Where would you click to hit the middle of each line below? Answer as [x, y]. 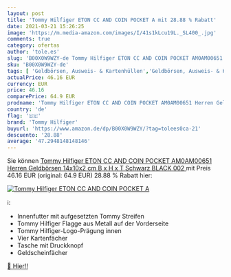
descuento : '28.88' [35, 135]
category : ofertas [33, 45]
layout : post [26, 13]
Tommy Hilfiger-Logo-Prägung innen [69, 231]
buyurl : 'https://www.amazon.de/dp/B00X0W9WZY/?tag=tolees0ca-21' [104, 129]
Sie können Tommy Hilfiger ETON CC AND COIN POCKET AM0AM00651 [109, 161]
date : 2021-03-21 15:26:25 [46, 26]
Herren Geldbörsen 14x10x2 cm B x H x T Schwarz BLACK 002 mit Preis [109, 168]
